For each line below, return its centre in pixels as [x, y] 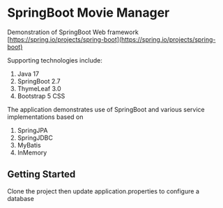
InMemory [32, 152]
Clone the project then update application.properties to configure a [103, 191]
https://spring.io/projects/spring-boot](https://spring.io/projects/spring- [113, 39]
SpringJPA [32, 130]
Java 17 [28, 74]
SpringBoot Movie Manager [89, 13]
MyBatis [29, 145]
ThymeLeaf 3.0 [39, 88]
